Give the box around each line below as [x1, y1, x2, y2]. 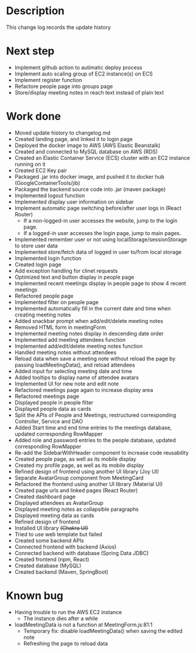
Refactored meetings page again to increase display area [14, 386, 154, 393]
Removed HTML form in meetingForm [14, 324, 107, 331]
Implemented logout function [14, 192, 85, 199]
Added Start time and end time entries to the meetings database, [14, 424, 172, 431]
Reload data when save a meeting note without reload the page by [14, 355, 175, 362]
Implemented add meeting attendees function [14, 336, 125, 343]
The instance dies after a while [23, 615, 98, 622]
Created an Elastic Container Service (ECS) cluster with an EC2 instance [14, 154, 190, 161]
